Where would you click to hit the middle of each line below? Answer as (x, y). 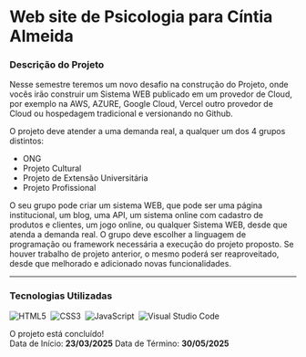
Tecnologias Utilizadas (61, 296)
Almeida (42, 36)
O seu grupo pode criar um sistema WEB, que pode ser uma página (136, 205)
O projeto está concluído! (57, 333)
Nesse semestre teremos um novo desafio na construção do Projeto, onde (149, 85)
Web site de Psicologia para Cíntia (141, 17)
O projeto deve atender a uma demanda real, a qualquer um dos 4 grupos (148, 131)
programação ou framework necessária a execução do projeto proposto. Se (152, 245)
